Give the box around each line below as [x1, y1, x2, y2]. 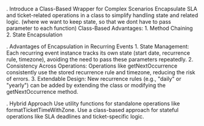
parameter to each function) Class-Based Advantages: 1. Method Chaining [6, 24, 193, 32]
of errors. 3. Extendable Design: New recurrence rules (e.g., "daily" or [6, 75, 181, 82]
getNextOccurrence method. [6, 88, 79, 95]
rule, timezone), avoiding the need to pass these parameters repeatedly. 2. [6, 56, 194, 63]
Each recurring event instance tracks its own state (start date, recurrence [6, 49, 191, 57]
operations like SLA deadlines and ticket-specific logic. [6, 113, 144, 120]
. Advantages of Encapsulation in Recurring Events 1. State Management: [6, 43, 189, 50]
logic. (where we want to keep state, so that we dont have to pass [6, 18, 172, 25]
